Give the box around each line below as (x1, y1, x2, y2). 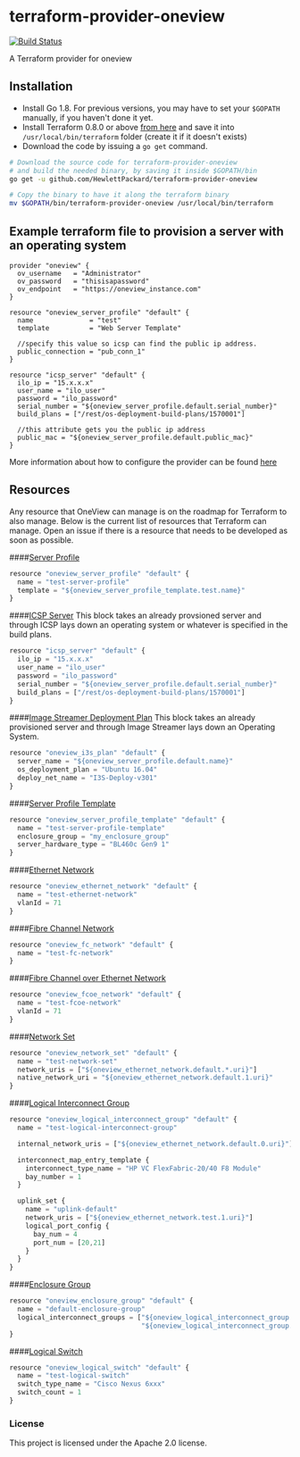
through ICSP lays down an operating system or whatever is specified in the (9, 620, 288, 630)
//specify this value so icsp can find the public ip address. (17, 339, 257, 348)
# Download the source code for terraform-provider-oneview (9, 158, 238, 167)
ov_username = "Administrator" (17, 269, 142, 278)
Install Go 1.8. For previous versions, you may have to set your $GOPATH (21, 103, 280, 113)
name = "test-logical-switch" (17, 1371, 129, 1380)
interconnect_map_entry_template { (17, 1155, 150, 1164)
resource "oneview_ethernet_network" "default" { (9, 882, 198, 891)
